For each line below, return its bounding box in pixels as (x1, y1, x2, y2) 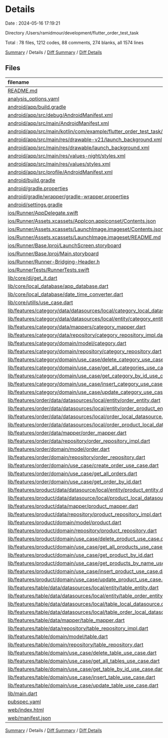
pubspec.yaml (7, 698, 41, 705)
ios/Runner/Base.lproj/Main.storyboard (7, 250, 99, 257)
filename (7, 79, 29, 86)
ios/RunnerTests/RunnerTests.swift (7, 266, 89, 273)
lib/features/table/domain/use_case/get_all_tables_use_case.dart (7, 657, 160, 664)
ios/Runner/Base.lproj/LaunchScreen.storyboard (7, 242, 121, 249)
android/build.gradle (7, 176, 55, 183)
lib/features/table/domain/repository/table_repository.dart (7, 641, 143, 648)
